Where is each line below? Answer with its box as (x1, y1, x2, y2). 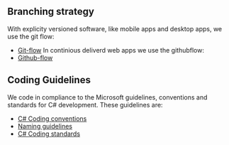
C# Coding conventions (17, 114, 87, 123)
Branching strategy (7, 6, 94, 18)
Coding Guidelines (7, 74, 91, 86)
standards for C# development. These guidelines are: (7, 100, 163, 109)
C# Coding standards (17, 129, 80, 138)
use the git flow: (7, 32, 55, 41)
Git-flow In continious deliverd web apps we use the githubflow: (17, 45, 204, 54)
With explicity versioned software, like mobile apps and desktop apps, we (7, 24, 223, 33)
